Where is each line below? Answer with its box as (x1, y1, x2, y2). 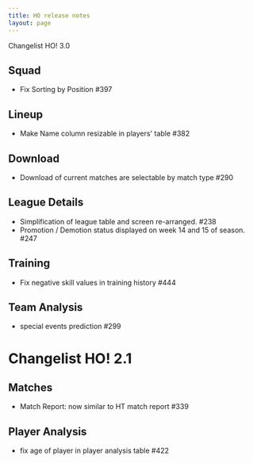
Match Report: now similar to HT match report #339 (19, 402, 189, 411)
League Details (8, 196, 84, 209)
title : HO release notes (8, 11, 90, 20)
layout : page (8, 19, 52, 27)
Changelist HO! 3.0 (8, 40, 70, 50)
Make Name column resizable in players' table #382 (19, 128, 190, 139)
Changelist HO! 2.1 (8, 350, 132, 367)
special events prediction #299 (19, 322, 121, 331)
